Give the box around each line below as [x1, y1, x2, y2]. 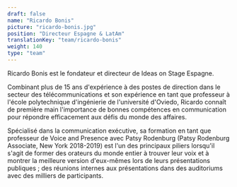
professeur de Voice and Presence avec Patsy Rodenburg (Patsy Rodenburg [7, 133, 230, 142]
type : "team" [7, 50, 46, 57]
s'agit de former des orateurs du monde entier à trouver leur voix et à [7, 149, 209, 157]
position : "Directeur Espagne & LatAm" [7, 30, 125, 37]
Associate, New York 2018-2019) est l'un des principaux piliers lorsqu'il [7, 141, 215, 150]
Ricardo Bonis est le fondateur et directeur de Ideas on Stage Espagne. [7, 68, 214, 78]
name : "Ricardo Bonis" [7, 17, 74, 24]
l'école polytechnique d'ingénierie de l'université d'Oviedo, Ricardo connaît [7, 97, 226, 106]
